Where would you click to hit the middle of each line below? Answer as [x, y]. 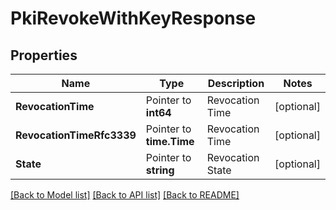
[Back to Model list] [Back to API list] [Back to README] [125, 195]
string [160, 170]
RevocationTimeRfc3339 [76, 135]
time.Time [170, 141]
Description [236, 83]
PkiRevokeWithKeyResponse [133, 18]
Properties [44, 55]
